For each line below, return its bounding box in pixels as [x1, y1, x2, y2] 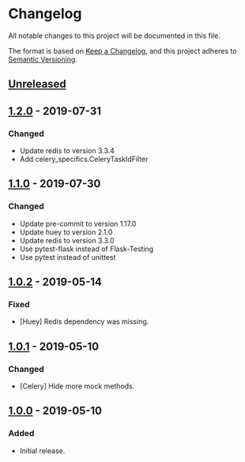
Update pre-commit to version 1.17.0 [19, 219, 137, 228]
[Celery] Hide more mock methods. [19, 381, 135, 391]
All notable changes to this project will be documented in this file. [8, 31, 221, 40]
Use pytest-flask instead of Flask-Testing [19, 244, 154, 254]
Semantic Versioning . [8, 54, 77, 64]
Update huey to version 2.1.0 [19, 227, 113, 237]
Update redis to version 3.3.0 [19, 235, 115, 245]
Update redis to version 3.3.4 [19, 146, 115, 156]
